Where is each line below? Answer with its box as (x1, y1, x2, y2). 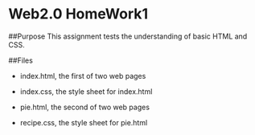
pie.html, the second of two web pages (19, 102, 150, 112)
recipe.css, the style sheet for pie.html (19, 117, 148, 127)
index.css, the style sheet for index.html (19, 86, 153, 96)
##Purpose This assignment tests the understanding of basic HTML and (8, 31, 248, 41)
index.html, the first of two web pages (19, 71, 146, 80)
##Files (8, 55, 34, 65)
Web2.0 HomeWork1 (8, 5, 149, 23)
